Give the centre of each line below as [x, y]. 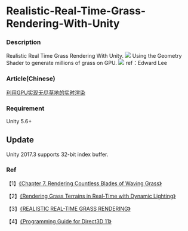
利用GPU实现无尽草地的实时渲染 [46, 92]
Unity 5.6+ [19, 121]
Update [20, 140]
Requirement [25, 108]
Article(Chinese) [31, 79]
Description [24, 42]
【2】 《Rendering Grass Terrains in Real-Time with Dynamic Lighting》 [91, 196]
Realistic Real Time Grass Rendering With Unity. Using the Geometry [94, 56]
